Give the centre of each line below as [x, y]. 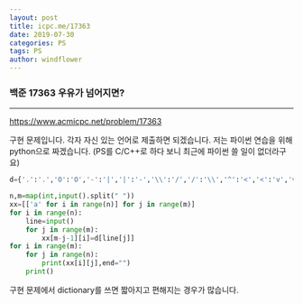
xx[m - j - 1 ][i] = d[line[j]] [88, 238]
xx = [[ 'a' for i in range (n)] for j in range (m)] [102, 205]
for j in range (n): [62, 255]
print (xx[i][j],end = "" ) [86, 263]
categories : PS [38, 43]
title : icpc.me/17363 [50, 26]
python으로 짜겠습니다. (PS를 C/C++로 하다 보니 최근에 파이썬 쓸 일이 [132, 152]
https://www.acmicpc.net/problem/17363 [86, 122]
